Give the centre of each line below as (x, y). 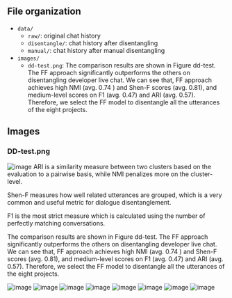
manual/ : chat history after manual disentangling (96, 50)
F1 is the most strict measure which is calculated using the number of (106, 216)
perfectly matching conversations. (56, 223)
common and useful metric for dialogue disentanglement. (89, 202)
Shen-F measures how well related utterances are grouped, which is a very (115, 195)
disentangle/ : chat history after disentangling (93, 43)
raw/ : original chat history (64, 36)
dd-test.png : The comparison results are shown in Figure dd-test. (122, 65)
